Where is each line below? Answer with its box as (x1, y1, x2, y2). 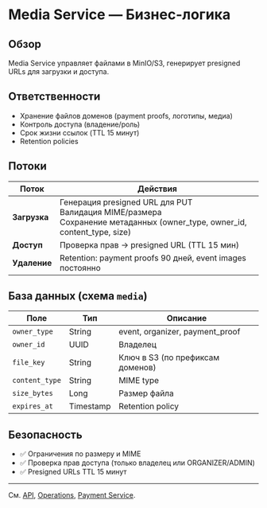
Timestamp (68, 401, 111, 412)
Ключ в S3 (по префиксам (118, 352, 220, 363)
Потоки (8, 159, 47, 173)
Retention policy (118, 401, 179, 412)
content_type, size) (59, 226, 131, 237)
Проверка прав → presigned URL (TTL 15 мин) (59, 239, 240, 250)
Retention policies (19, 136, 79, 146)
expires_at (12, 402, 53, 411)
